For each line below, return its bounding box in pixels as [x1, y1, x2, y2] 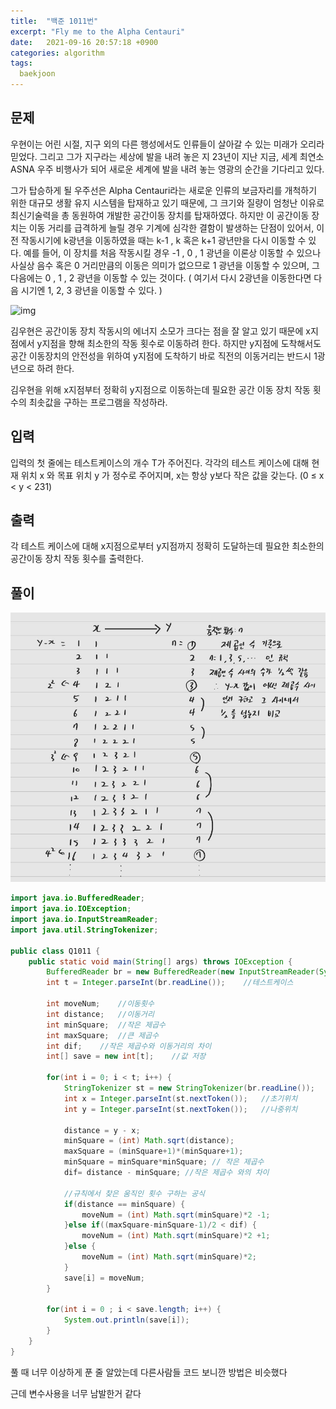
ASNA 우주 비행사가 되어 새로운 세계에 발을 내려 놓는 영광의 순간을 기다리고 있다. [10, 163, 325, 175]
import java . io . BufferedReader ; [10, 893, 145, 904]
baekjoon [19, 69, 56, 79]
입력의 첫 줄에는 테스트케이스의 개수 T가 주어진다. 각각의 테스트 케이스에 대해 [10, 456, 310, 469]
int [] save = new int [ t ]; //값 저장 [46, 1051, 207, 1062]
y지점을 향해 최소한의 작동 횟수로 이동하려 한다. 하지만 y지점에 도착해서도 [36, 337, 322, 349]
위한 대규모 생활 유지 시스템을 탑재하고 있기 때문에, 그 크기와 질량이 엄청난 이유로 [10, 196, 325, 209]
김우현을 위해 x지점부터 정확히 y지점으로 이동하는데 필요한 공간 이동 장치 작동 [10, 383, 311, 395]
